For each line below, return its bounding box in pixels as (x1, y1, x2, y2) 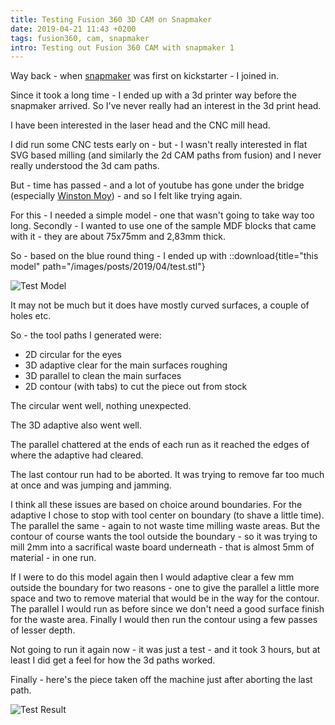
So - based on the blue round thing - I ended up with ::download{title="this (10, 250, 319, 262)
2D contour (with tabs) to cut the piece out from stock (24, 381, 248, 393)
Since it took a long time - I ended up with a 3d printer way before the (10, 89, 297, 101)
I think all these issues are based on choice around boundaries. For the (10, 499, 303, 511)
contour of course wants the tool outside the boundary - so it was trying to (10, 531, 318, 543)
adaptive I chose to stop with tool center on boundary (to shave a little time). (10, 509, 325, 521)
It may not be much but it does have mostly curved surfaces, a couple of (10, 299, 310, 311)
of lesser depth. (10, 624, 76, 636)
